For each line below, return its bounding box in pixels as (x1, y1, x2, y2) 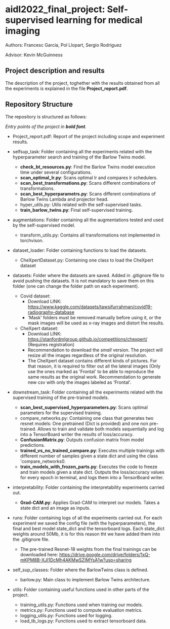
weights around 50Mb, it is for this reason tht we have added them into (12, 531, 160, 537)
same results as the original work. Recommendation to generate (27, 374, 161, 380)
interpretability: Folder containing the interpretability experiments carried (12, 484, 164, 490)
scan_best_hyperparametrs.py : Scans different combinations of (20, 190, 156, 196)
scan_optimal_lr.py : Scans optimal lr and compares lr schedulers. (20, 174, 158, 181)
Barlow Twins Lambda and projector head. (20, 196, 109, 202)
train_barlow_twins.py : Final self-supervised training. (20, 207, 133, 213)
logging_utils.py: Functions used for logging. (20, 612, 113, 618)
